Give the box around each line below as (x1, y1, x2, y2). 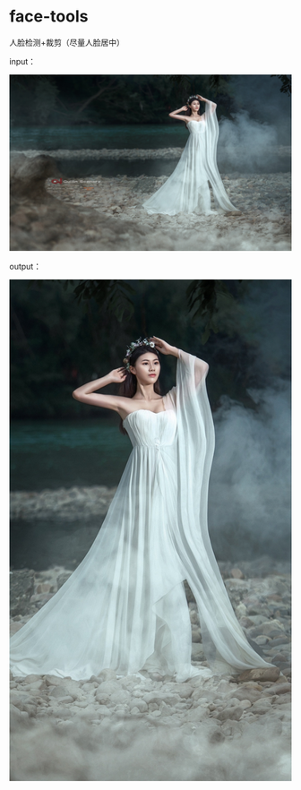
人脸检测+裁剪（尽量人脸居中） (9, 37, 125, 47)
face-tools (9, 6, 89, 27)
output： (9, 261, 42, 271)
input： (9, 56, 37, 66)
